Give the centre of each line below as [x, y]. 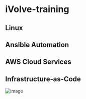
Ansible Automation [37, 44]
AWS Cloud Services [38, 62]
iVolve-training [37, 9]
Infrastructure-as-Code [43, 79]
